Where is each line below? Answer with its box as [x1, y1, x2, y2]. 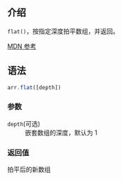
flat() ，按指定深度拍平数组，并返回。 [7, 27, 119, 35]
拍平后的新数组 [7, 165, 51, 174]
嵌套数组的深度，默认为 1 [25, 128, 97, 137]
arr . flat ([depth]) [7, 84, 61, 91]
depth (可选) [7, 119, 41, 128]
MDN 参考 [7, 42, 37, 50]
